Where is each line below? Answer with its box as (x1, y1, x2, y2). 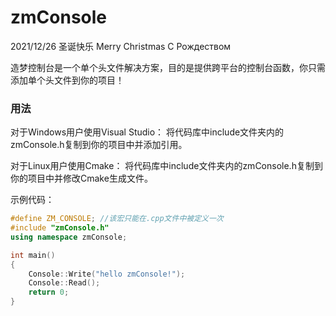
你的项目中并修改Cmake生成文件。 (10, 172, 153, 185)
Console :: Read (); (28, 278, 101, 288)
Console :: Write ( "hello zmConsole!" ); (28, 269, 186, 279)
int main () (10, 250, 56, 260)
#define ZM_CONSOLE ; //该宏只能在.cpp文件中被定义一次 (10, 214, 224, 224)
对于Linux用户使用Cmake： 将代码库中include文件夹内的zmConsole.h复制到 (10, 160, 323, 172)
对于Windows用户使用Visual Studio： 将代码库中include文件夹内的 (10, 126, 285, 138)
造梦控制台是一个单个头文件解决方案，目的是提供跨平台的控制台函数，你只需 (10, 61, 326, 73)
